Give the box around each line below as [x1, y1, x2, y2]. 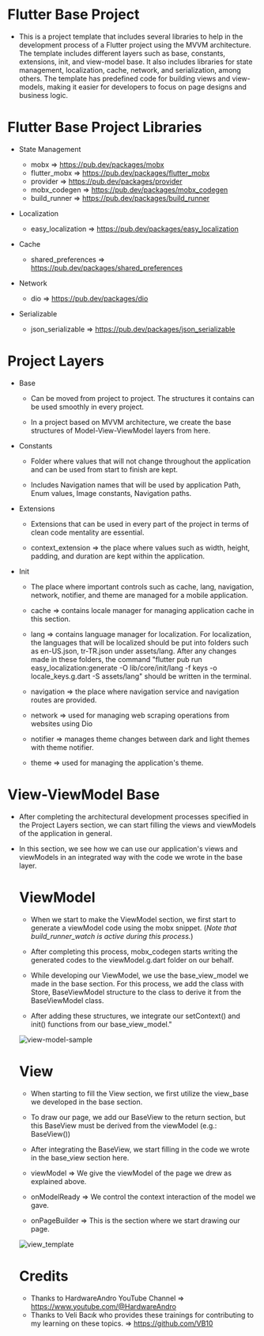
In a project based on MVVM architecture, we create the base [30, 417, 232, 426]
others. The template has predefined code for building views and [18, 74, 231, 83]
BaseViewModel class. [30, 995, 104, 1005]
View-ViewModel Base [7, 785, 160, 804]
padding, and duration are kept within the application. [30, 551, 206, 561]
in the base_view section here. [30, 1152, 130, 1162]
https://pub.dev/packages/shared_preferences [30, 263, 183, 272]
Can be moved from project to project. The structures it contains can [30, 393, 255, 403]
